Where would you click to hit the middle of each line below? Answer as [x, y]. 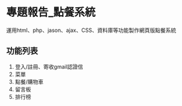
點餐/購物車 [29, 81]
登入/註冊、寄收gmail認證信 [49, 66]
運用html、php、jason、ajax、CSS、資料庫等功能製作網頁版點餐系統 [91, 30]
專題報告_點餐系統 [51, 12]
